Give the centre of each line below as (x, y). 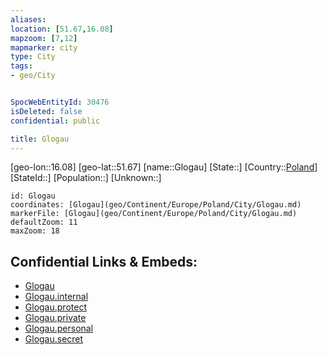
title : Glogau (40, 139)
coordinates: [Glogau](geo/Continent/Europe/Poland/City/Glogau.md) (156, 205)
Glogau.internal (56, 297)
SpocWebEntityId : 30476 (60, 102)
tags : (21, 66)
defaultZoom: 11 (44, 222)
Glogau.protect (55, 307)
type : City (33, 57)
